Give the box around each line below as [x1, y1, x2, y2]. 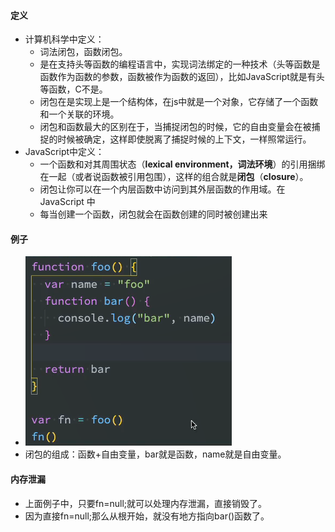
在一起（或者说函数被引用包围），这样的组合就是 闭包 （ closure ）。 [39, 171, 309, 183]
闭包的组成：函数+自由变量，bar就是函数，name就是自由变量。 [24, 448, 287, 460]
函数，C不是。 [48, 83, 108, 95]
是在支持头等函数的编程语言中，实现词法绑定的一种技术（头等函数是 [39, 58, 321, 70]
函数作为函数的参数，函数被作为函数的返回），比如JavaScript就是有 [39, 71, 317, 83]
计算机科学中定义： [24, 33, 105, 45]
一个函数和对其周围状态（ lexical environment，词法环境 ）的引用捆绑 [39, 158, 326, 170]
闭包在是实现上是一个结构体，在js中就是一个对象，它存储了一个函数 [39, 96, 319, 108]
